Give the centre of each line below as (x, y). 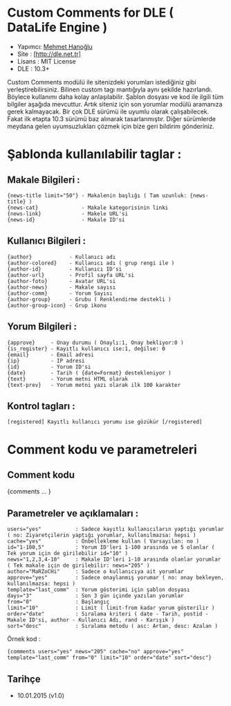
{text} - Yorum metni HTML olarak (68, 379)
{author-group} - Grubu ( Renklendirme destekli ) (89, 299)
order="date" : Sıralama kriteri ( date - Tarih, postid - (108, 614)
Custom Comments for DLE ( (91, 13)
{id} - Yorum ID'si (49, 367)
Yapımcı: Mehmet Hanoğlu (55, 46)
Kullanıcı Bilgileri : (47, 241)
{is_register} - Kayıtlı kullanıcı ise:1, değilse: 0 (86, 349)
